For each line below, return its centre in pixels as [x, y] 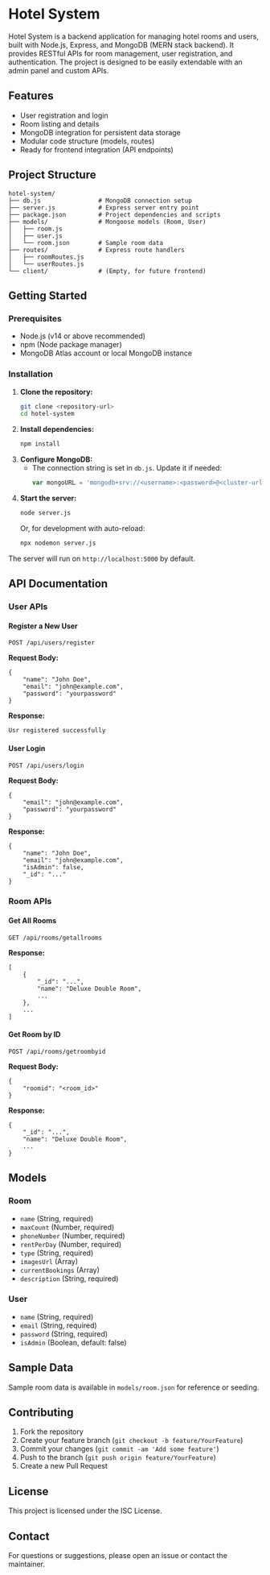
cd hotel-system [47, 414]
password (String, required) [64, 1333]
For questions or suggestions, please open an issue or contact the [118, 1556]
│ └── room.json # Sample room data [86, 242]
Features [31, 96]
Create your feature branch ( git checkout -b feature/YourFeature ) [131, 1440]
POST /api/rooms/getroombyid [57, 1051]
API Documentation [58, 584]
